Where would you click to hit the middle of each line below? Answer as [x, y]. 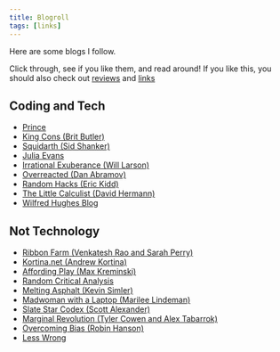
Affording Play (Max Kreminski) [79, 272]
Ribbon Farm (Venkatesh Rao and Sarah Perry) [108, 253]
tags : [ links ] [36, 26]
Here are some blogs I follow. [63, 51]
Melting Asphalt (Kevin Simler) [77, 291]
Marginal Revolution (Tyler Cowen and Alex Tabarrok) [120, 319]
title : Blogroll [39, 17]
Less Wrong [44, 338]
